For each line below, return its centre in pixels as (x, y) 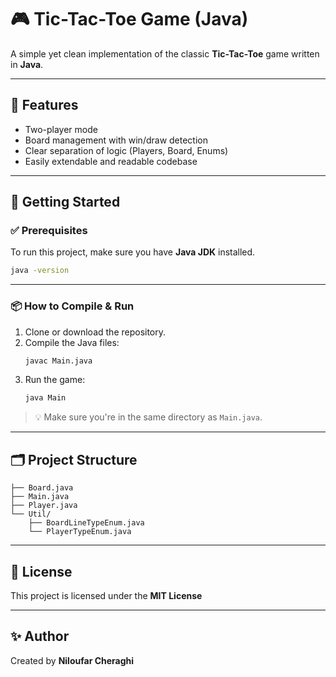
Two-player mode (61, 129)
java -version (40, 271)
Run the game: (55, 380)
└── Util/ (31, 514)
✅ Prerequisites (49, 231)
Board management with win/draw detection (116, 140)
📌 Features (44, 105)
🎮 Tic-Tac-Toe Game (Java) (129, 19)
